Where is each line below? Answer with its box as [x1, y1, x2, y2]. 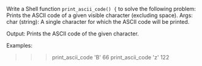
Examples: [6, 42, 32, 49]
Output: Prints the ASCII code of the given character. [6, 30, 139, 37]
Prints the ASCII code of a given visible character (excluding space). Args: [6, 12, 193, 19]
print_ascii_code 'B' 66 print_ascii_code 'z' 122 [51, 54, 170, 61]
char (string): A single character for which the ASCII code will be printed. [6, 18, 190, 25]
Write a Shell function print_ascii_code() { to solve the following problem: [6, 5, 196, 12]
